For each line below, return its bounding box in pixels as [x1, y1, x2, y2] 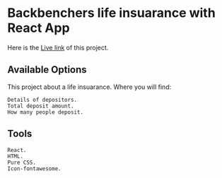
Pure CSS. [7, 159, 37, 166]
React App [7, 20, 70, 36]
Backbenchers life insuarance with [7, 5, 216, 21]
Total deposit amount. [7, 102, 74, 109]
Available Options [7, 64, 87, 76]
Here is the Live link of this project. [7, 43, 109, 52]
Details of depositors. [7, 96, 78, 103]
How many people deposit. [7, 108, 83, 116]
